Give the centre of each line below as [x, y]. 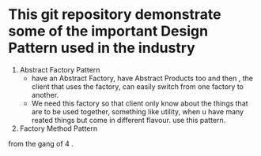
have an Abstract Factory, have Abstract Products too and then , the [142, 78]
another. [45, 95]
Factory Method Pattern [59, 128]
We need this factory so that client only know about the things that [140, 103]
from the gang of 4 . [41, 143]
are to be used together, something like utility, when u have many [137, 111]
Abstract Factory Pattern [60, 69]
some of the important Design [108, 31]
